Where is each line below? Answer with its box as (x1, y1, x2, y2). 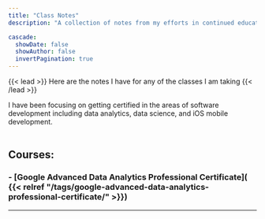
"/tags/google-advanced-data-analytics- (46, 182, 209, 193)
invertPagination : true (15, 55, 93, 63)
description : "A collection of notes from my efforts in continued (8, 19, 235, 27)
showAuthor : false (15, 48, 77, 56)
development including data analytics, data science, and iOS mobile (8, 109, 229, 118)
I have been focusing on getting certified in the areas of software (8, 100, 219, 109)
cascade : (8, 33, 37, 41)
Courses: (8, 148, 55, 161)
